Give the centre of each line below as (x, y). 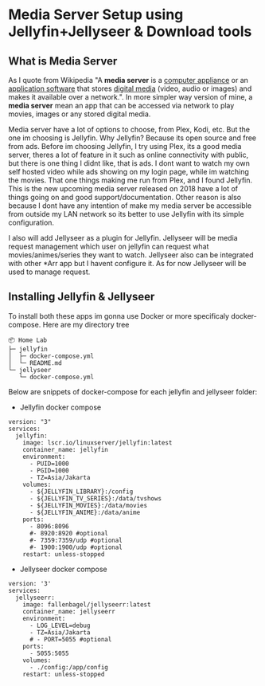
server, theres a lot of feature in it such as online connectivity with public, (129, 155)
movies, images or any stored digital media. (80, 114)
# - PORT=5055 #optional (70, 639)
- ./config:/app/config (69, 667)
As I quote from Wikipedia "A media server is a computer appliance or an (129, 80)
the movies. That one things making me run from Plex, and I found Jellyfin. (131, 180)
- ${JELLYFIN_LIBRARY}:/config (81, 492)
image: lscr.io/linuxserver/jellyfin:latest (97, 443)
